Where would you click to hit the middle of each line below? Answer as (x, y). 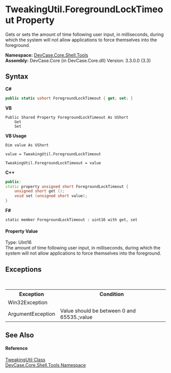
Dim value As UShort (27, 145)
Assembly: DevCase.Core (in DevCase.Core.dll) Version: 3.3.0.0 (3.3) (78, 60)
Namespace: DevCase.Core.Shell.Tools (47, 55)
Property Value (22, 231)
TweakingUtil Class (25, 359)
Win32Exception (28, 303)
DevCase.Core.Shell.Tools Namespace (46, 365)
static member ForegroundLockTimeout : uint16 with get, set (72, 220)
